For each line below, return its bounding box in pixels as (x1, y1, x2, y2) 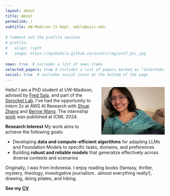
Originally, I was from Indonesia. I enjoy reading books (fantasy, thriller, (5, 165, 153, 171)
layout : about (5, 8, 35, 13)
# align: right (5, 46, 42, 51)
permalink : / (5, 19, 33, 24)
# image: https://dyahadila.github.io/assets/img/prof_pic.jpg (5, 51, 146, 56)
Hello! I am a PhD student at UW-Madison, (5, 87, 94, 93)
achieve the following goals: (5, 129, 64, 135)
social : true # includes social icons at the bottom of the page (5, 72, 148, 77)
